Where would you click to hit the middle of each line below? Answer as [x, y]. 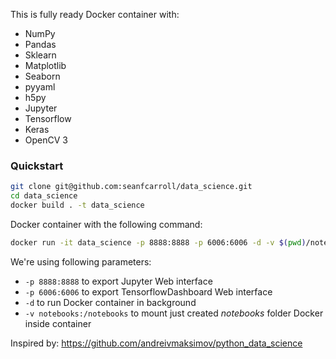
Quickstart [37, 166]
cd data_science [44, 196]
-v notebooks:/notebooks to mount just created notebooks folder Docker [174, 313]
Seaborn [42, 76]
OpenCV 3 [46, 140]
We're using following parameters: [81, 261]
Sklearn [40, 55]
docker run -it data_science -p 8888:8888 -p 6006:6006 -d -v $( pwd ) [158, 242]
